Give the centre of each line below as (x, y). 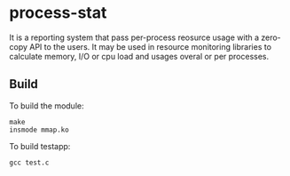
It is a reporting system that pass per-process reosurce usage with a (134, 37)
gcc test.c (29, 163)
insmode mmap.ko (39, 130)
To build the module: (47, 106)
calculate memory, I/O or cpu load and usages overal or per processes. (139, 56)
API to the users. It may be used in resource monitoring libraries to (151, 46)
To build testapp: (40, 146)
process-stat (58, 13)
